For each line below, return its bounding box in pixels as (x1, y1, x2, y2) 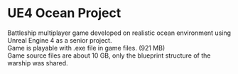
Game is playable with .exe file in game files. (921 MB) (7, 43, 166, 52)
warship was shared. (7, 58, 69, 67)
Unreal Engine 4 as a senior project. (7, 36, 112, 44)
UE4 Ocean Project (7, 5, 121, 21)
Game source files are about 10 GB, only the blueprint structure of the (7, 51, 211, 60)
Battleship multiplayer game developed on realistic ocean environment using (7, 28, 232, 37)
